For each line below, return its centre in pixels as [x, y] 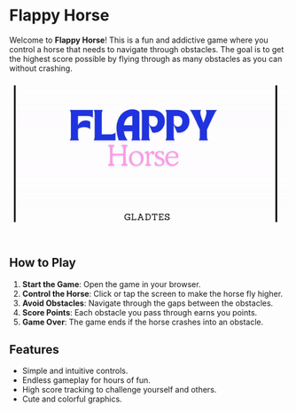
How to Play [43, 263]
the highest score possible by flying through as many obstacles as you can [146, 58]
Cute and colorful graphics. [72, 399]
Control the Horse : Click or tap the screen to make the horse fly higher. [152, 293]
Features [34, 350]
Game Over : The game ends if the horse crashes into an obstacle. [143, 322]
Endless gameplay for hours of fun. [86, 380]
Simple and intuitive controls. [75, 371]
